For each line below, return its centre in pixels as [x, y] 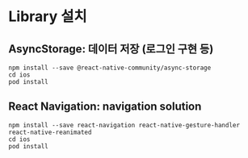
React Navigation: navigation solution [105, 107]
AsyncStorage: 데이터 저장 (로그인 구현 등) [111, 49]
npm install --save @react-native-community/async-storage [110, 68]
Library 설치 [48, 17]
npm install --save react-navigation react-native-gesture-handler [124, 125]
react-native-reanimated [50, 132]
